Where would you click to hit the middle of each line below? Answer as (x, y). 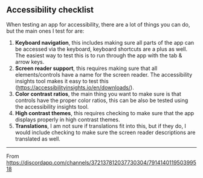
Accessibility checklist (50, 10)
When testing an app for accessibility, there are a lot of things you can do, (98, 24)
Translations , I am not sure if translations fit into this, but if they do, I (100, 126)
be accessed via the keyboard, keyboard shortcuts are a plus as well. (101, 49)
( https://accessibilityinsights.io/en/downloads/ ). (74, 87)
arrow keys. (30, 62)
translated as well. (37, 139)
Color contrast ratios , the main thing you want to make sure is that (98, 94)
